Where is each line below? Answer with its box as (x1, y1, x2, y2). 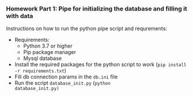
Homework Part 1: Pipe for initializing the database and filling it (6, 5, 188, 13)
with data (6, 12, 33, 20)
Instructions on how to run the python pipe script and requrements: (6, 25, 167, 32)
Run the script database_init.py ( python (14, 80, 111, 87)
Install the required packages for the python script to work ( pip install (14, 61, 187, 68)
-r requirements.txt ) (14, 67, 66, 74)
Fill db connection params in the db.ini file (14, 73, 118, 80)
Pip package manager (23, 49, 76, 56)
